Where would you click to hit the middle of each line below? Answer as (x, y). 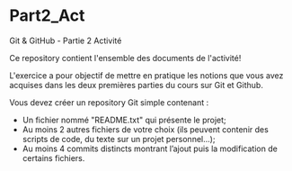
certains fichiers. (53, 157)
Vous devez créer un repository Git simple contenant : (109, 102)
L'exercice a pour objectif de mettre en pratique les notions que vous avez (146, 75)
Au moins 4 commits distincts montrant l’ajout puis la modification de (150, 148)
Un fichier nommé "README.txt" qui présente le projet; (124, 120)
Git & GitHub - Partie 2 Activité (66, 40)
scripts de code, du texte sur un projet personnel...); (119, 139)
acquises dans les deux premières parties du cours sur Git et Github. (136, 85)
